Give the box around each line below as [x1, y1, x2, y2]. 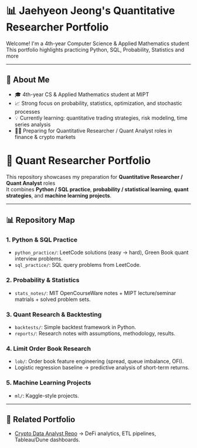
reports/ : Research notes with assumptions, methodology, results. [14, 330, 176, 337]
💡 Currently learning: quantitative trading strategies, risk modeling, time [14, 114, 188, 121]
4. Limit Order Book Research [6, 344, 91, 352]
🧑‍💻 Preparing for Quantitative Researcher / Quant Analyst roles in [14, 127, 172, 134]
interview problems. [14, 255, 63, 262]
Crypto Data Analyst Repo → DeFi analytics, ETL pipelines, [14, 430, 157, 437]
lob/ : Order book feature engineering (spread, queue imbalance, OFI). [14, 358, 184, 365]
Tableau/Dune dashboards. [14, 436, 80, 443]
